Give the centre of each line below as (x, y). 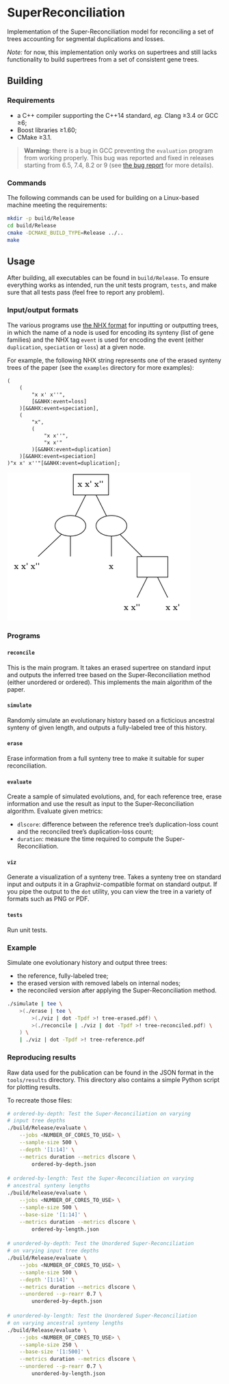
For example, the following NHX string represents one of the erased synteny (114, 360)
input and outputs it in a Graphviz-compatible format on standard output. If (112, 884)
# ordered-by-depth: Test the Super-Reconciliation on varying (99, 1114)
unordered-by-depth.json (67, 1301)
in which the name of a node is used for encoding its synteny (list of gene (110, 332)
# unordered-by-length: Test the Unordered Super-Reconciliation (102, 1316)
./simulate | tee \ (35, 1004)
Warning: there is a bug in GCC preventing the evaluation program (118, 150)
